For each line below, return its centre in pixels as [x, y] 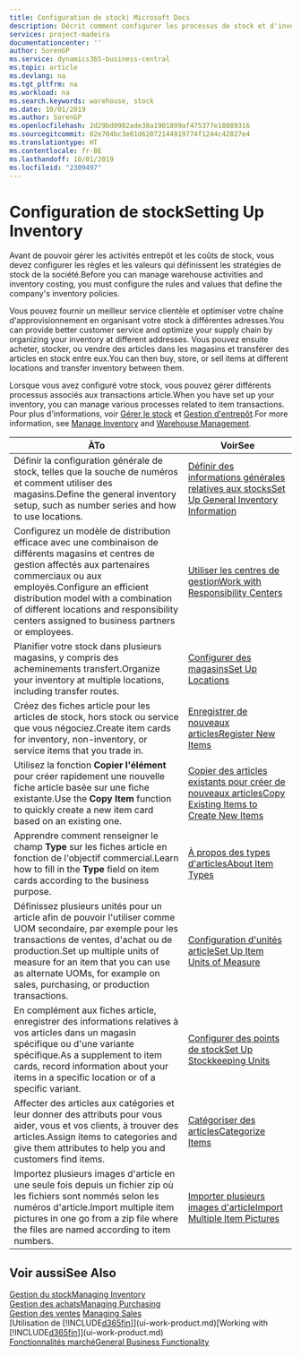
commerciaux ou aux [58, 576]
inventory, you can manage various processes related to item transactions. [147, 405]
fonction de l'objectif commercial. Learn [96, 858]
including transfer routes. [67, 691]
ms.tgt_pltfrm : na [43, 84]
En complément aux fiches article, [85, 1010]
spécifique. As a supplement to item [88, 1055]
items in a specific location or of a [85, 1077]
